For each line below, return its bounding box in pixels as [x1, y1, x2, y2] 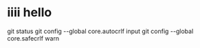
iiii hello [7, 5, 52, 20]
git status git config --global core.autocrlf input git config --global [7, 27, 194, 35]
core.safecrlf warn [7, 34, 60, 42]
